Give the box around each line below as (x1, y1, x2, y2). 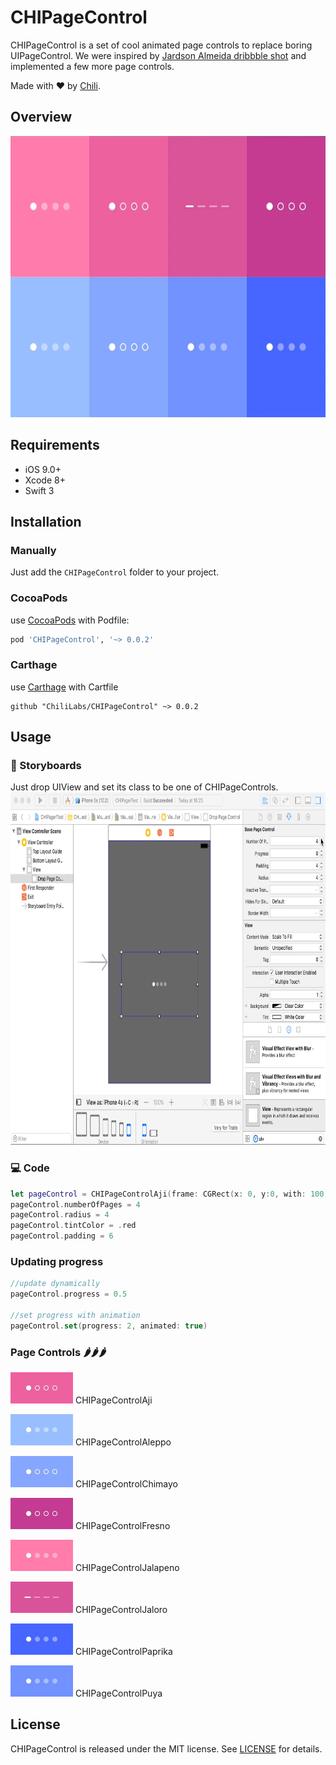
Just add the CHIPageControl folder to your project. (10, 566, 220, 578)
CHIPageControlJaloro (74, 1604, 168, 1616)
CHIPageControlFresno (74, 1520, 171, 1532)
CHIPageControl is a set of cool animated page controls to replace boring (10, 39, 313, 51)
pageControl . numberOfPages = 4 (10, 1199, 141, 1210)
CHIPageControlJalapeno (74, 1562, 180, 1574)
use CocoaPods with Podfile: (10, 614, 130, 626)
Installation (10, 513, 82, 530)
